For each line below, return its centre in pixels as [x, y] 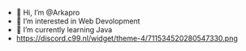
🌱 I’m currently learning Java [64, 30]
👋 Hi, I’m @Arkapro [48, 13]
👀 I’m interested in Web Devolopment [78, 21]
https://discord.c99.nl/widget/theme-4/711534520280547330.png [127, 38]
